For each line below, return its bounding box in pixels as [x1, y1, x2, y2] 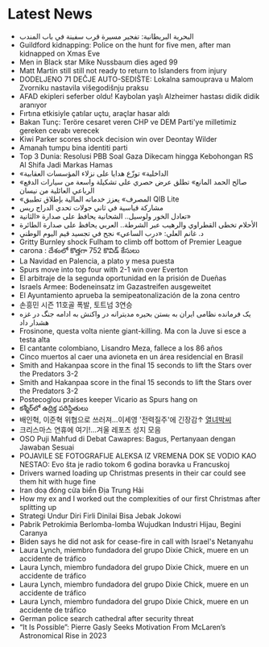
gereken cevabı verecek [19, 126, 100, 135]
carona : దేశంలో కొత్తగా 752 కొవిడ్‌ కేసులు [19, 245, 140, 255]
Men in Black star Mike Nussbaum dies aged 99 [19, 57, 178, 67]
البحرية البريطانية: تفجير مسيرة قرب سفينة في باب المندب [19, 31, 194, 41]
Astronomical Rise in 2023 [19, 630, 107, 641]
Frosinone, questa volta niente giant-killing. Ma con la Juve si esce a [19, 326, 246, 335]
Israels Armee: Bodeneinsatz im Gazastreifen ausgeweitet [19, 281, 211, 291]
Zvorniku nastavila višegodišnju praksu [19, 82, 149, 93]
